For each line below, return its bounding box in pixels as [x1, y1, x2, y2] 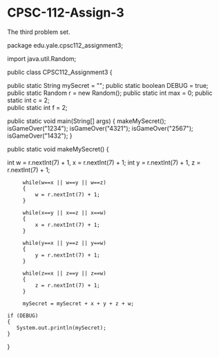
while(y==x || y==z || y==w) [22, 239, 107, 246]
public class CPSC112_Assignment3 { [7, 68, 113, 76]
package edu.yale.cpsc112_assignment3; [7, 41, 123, 49]
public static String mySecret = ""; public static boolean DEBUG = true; [7, 81, 209, 89]
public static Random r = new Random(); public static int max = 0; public [7, 89, 213, 97]
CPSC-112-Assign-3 [7, 5, 124, 21]
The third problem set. [7, 28, 70, 36]
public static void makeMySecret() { [7, 145, 109, 153]
